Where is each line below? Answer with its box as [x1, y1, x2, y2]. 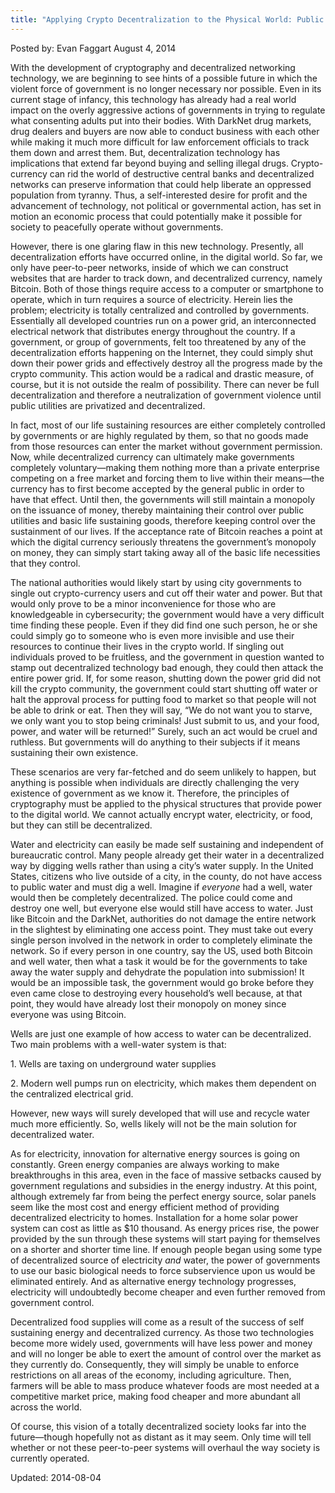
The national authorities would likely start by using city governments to [10, 576, 302, 588]
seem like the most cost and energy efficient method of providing [10, 1201, 280, 1213]
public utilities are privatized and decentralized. [10, 399, 206, 411]
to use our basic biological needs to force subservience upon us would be [10, 1264, 316, 1276]
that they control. [10, 557, 81, 569]
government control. [10, 1296, 95, 1308]
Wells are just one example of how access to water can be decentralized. [10, 1027, 312, 1040]
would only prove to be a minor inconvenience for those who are [10, 597, 277, 610]
